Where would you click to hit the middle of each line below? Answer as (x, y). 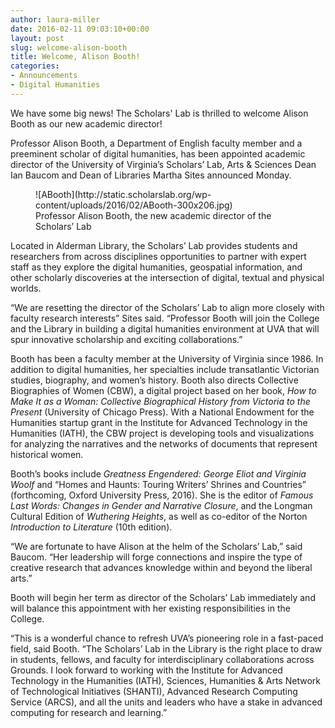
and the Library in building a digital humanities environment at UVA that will (165, 328)
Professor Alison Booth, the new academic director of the (153, 215)
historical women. (47, 454)
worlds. (26, 288)
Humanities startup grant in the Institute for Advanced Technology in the (159, 422)
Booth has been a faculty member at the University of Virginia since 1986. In (167, 358)
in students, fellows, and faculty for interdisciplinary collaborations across (162, 659)
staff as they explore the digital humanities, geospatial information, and (156, 267)
